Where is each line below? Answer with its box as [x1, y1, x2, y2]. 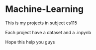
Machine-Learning [5, 3, 84, 15]
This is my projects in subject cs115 [5, 20, 77, 26]
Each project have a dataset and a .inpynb [5, 29, 92, 35]
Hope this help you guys [5, 39, 55, 45]
